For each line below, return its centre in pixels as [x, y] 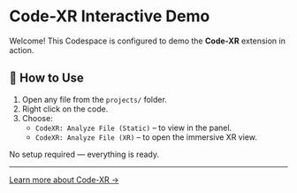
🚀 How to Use [46, 78]
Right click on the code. [65, 109]
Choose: [37, 118]
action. [22, 50]
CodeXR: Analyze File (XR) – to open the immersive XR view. [146, 137]
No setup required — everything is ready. [84, 154]
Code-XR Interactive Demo [110, 16]
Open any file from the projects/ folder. [95, 99]
